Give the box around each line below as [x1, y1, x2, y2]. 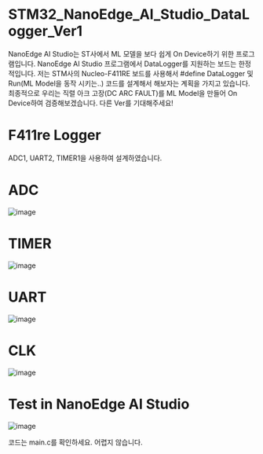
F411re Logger [8, 126, 101, 145]
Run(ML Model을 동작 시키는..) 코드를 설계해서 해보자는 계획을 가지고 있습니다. [8, 79, 250, 88]
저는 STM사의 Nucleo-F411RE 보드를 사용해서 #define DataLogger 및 [37, 68, 254, 78]
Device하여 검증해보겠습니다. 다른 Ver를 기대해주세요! [8, 98, 174, 108]
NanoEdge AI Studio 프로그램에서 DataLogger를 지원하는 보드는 [37, 59, 237, 68]
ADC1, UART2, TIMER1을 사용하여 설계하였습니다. [8, 153, 163, 163]
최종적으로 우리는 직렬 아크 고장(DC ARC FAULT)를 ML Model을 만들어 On [8, 88, 238, 97]
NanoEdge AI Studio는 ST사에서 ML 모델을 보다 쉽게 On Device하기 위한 [8, 49, 234, 58]
